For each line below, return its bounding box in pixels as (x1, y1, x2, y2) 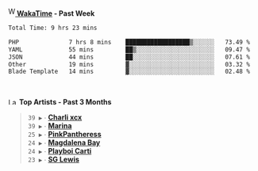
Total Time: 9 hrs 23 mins (8, 24, 98, 32)
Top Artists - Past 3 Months (18, 97, 112, 107)
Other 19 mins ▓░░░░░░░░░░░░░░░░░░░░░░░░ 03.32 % (8, 60, 250, 68)
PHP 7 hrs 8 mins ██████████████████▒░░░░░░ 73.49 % (8, 38, 250, 46)
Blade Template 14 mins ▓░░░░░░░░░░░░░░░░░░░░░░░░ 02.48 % (8, 67, 250, 76)
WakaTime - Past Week (17, 9, 95, 18)
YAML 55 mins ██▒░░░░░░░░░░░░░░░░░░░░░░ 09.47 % (8, 45, 250, 54)
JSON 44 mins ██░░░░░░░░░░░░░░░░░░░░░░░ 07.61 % (8, 53, 250, 61)
